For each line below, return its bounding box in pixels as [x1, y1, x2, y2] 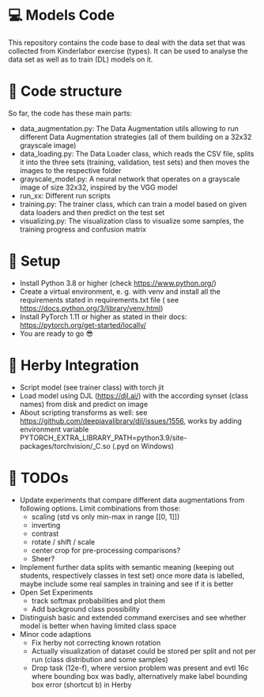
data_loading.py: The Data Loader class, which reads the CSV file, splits [19, 149, 255, 158]
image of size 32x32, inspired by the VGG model [19, 183, 178, 192]
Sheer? [31, 554, 55, 563]
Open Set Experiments [19, 587, 93, 597]
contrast [31, 529, 59, 538]
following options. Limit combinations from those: [19, 503, 181, 513]
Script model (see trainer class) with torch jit [19, 382, 164, 392]
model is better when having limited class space [19, 621, 177, 631]
